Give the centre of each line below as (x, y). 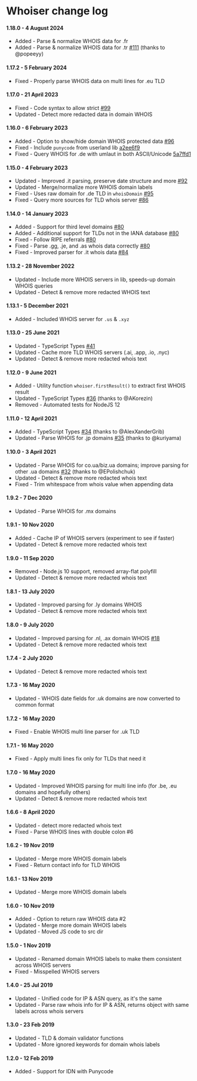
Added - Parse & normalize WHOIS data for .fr (71, 41)
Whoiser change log (57, 11)
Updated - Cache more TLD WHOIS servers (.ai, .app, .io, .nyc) (92, 352)
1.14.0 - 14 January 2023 (37, 213)
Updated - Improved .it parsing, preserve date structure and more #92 (101, 181)
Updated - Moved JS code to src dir (59, 932)
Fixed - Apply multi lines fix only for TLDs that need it (80, 759)
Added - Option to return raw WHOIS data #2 (70, 919)
